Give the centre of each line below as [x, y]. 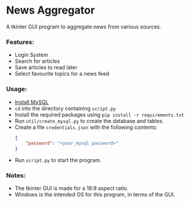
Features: [20, 42]
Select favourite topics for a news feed [62, 74]
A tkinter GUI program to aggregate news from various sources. [84, 27]
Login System [31, 55]
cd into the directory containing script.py [65, 108]
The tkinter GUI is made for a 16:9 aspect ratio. [72, 188]
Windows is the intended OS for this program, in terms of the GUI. [95, 195]
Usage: [17, 89]
